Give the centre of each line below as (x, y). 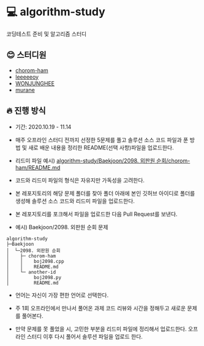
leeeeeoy (27, 77)
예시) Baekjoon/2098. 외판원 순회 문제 (62, 227)
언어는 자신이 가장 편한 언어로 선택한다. (62, 295)
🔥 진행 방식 (26, 111)
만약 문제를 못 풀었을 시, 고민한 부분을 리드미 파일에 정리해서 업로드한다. (101, 329)
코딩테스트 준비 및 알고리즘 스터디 (47, 34)
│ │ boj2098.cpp (35, 261)
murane (25, 90)
